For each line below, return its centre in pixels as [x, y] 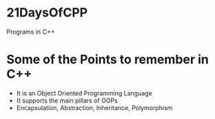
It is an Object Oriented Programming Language [84, 93]
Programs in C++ [31, 32]
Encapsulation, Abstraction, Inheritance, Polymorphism [94, 107]
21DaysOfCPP [47, 13]
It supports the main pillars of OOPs [67, 100]
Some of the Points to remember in [108, 60]
